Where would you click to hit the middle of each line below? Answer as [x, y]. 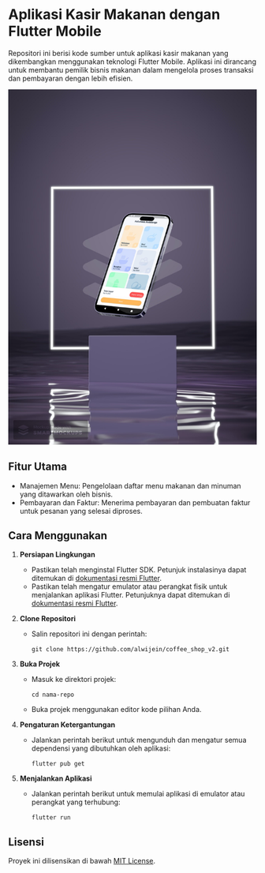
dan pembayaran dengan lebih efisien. [71, 78]
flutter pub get [58, 764]
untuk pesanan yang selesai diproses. [81, 511]
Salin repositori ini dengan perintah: [89, 634]
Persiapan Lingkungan [58, 555]
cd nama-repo [53, 695]
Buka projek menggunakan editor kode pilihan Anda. [116, 710]
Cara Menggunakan [58, 536]
